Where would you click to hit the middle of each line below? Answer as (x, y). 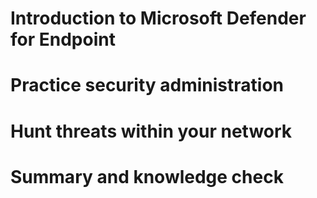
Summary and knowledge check (147, 176)
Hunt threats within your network (151, 131)
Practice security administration (147, 85)
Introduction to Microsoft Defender (158, 18)
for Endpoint (63, 39)
